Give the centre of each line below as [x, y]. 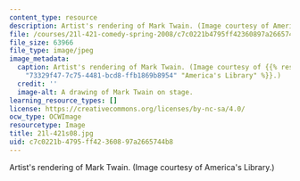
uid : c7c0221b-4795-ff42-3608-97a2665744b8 [92, 142]
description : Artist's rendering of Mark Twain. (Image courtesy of [139, 26]
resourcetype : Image [48, 126]
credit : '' [37, 84]
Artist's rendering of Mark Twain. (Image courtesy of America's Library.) [142, 167]
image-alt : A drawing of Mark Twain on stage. [105, 92]
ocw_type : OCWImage [46, 117]
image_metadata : [39, 59]
